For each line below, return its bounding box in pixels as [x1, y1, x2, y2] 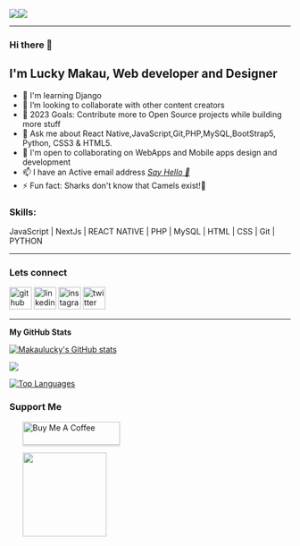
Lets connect [9, 266, 68, 278]
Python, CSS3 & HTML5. [21, 137, 113, 148]
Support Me [9, 401, 62, 414]
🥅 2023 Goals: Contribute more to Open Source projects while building [21, 108, 283, 120]
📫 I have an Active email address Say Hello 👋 [21, 166, 190, 177]
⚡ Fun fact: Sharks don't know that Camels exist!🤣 [21, 180, 207, 191]
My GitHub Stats [9, 327, 72, 337]
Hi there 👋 [9, 38, 54, 51]
